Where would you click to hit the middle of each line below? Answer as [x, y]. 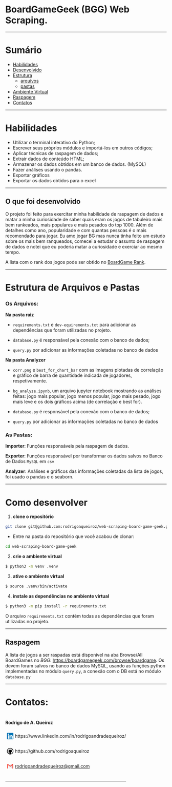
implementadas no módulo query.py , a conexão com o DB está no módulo [83, 671]
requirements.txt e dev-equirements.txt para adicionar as [74, 325]
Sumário [24, 50]
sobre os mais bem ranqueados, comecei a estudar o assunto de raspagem [85, 241]
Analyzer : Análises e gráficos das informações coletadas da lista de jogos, [84, 471]
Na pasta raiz [20, 315]
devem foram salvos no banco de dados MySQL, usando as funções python [85, 665]
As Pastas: [19, 435]
